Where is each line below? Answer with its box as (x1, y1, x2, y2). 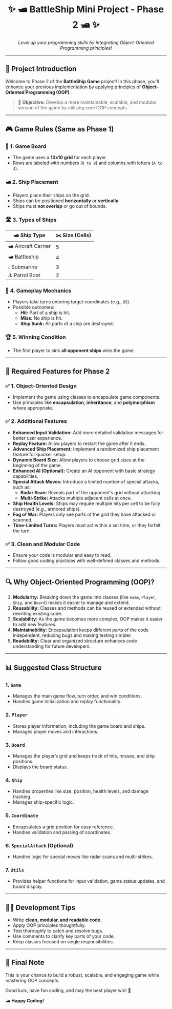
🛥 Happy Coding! (5, 997, 45, 1003)
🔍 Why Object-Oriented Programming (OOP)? (5, 578, 155, 587)
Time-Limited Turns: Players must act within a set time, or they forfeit (12, 522, 161, 528)
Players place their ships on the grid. (12, 192, 91, 198)
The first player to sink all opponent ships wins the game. (12, 347, 135, 354)
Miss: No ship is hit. (20, 315, 63, 321)
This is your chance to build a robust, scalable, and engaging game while (5, 972, 160, 978)
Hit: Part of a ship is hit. (20, 309, 71, 316)
